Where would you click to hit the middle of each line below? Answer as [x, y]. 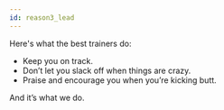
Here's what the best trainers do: [70, 43]
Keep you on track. [57, 60]
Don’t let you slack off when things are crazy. [107, 70]
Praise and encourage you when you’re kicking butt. [119, 80]
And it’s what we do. [47, 97]
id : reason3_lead [42, 18]
